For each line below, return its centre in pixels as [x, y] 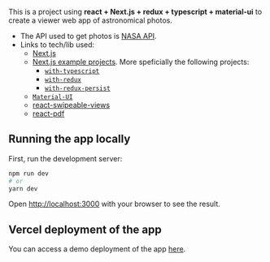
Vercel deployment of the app [85, 229]
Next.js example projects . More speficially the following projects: [141, 62]
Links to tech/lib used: [57, 45]
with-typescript [72, 71]
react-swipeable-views [71, 105]
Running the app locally [70, 139]
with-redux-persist [78, 88]
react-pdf [48, 114]
